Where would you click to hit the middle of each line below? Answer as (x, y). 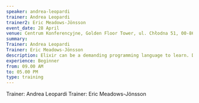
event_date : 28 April (33, 28)
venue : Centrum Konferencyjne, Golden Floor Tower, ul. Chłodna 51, (92, 34)
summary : (17, 39)
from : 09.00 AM (25, 66)
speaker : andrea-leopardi (38, 11)
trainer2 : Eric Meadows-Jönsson (46, 22)
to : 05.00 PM (22, 72)
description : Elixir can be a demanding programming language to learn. (98, 55)
